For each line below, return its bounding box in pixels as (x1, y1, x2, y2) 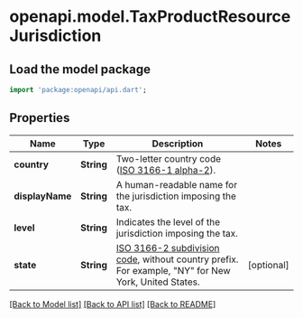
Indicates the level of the (115, 215, 221, 228)
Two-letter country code (115, 152, 222, 164)
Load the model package (9, 61, 151, 77)
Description (151, 137, 204, 150)
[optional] (247, 258, 289, 271)
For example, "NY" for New (115, 264, 232, 276)
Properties (9, 110, 70, 126)
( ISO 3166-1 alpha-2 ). (115, 164, 216, 176)
